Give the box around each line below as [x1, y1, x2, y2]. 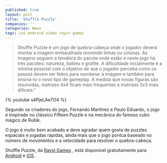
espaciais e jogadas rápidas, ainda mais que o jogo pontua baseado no [5, 132, 152, 138]
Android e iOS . [5, 152, 37, 158]
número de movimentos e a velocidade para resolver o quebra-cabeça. [5, 137, 152, 143]
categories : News [5, 26, 42, 31]
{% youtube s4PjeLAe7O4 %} [5, 97, 67, 103]
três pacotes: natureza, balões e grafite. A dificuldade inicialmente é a [17, 61, 162, 66]
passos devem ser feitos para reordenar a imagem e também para [17, 71, 154, 77]
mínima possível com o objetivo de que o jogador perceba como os [17, 66, 157, 72]
